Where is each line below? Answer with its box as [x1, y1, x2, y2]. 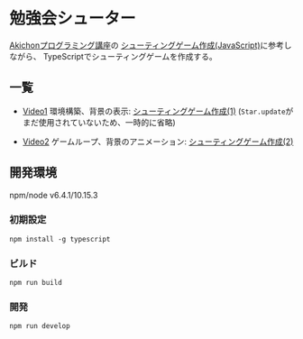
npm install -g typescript [9, 234, 111, 243]
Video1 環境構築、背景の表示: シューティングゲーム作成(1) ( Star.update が [22, 105, 294, 116]
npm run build [9, 279, 63, 288]
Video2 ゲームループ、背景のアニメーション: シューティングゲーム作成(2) [22, 136, 294, 147]
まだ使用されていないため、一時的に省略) [22, 116, 176, 127]
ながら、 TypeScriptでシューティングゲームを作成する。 [9, 50, 218, 61]
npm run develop [9, 322, 70, 331]
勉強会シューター [9, 8, 137, 29]
